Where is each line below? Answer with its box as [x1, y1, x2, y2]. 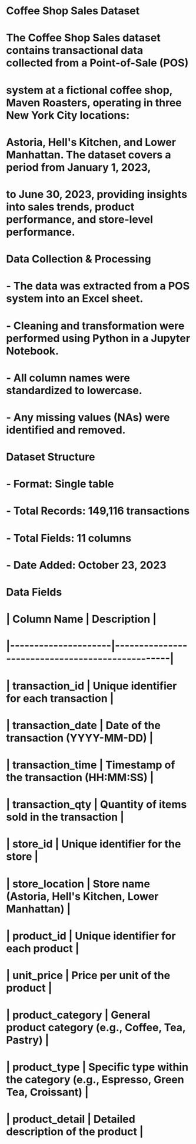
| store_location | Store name [6, 877, 150, 890]
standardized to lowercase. [6, 383, 142, 397]
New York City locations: [6, 108, 130, 122]
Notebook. [6, 344, 59, 357]
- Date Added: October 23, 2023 [6, 558, 167, 571]
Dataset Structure [6, 450, 95, 464]
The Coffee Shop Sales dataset [6, 31, 161, 45]
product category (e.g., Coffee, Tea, [6, 1021, 186, 1035]
